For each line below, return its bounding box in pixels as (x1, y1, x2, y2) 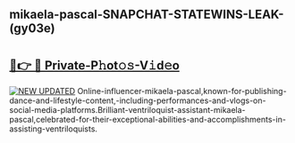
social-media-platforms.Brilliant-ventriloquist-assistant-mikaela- (9, 105, 246, 115)
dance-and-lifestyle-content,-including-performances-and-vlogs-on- (9, 95, 266, 106)
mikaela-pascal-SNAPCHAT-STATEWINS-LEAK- (9, 7, 284, 22)
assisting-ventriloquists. (9, 123, 98, 134)
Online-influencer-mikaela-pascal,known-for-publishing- (77, 86, 288, 96)
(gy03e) (9, 21, 55, 36)
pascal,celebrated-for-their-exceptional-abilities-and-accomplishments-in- (9, 115, 286, 124)
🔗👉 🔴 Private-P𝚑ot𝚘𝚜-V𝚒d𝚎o (9, 58, 181, 73)
